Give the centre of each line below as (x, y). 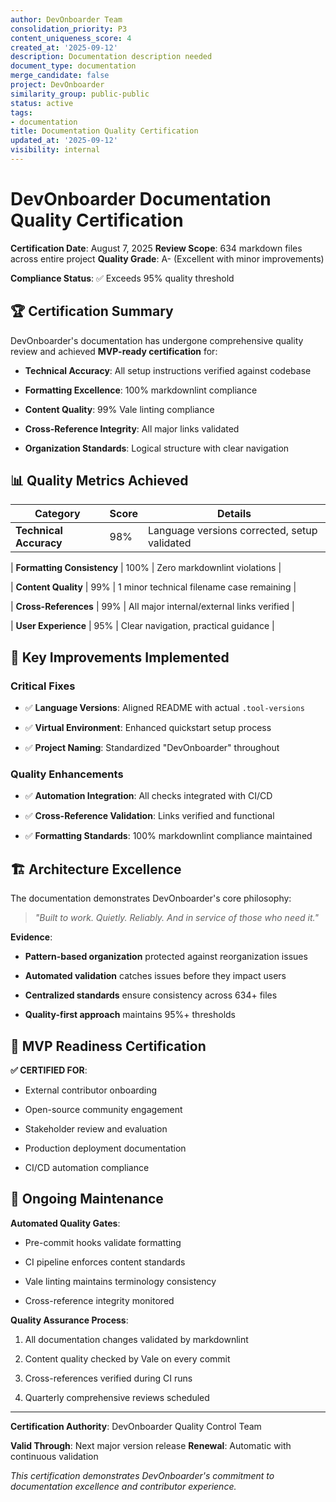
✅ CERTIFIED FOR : (49, 1070)
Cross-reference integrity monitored (99, 1300)
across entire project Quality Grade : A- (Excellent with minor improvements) (167, 258)
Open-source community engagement (103, 1110)
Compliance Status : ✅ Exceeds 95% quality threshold (122, 278)
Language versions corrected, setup (232, 531)
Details (234, 514)
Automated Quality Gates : (65, 1223)
